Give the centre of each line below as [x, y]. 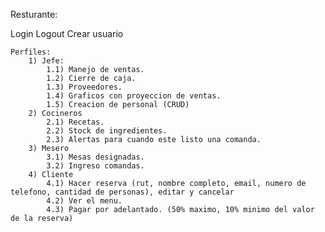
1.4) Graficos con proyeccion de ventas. [134, 96]
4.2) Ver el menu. [84, 201]
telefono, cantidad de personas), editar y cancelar [122, 192]
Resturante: [34, 14]
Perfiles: [31, 52]
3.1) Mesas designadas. [95, 157]
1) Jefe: [46, 61]
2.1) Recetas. [75, 122]
